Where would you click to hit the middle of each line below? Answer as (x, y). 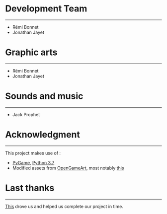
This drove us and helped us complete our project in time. (64, 206)
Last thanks (30, 188)
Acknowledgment (43, 135)
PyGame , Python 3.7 (33, 162)
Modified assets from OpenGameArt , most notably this (68, 168)
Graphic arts (31, 52)
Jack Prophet (26, 114)
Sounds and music (44, 96)
